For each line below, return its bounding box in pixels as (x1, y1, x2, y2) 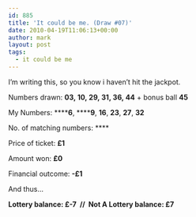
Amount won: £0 (8, 153, 63, 163)
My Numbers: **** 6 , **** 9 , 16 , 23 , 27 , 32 (8, 107, 145, 117)
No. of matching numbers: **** (8, 123, 109, 133)
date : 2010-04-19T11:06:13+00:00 (8, 26, 119, 34)
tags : (8, 48, 26, 56)
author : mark (8, 33, 51, 42)
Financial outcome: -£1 (8, 169, 83, 178)
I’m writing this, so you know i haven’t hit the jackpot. (8, 77, 181, 87)
